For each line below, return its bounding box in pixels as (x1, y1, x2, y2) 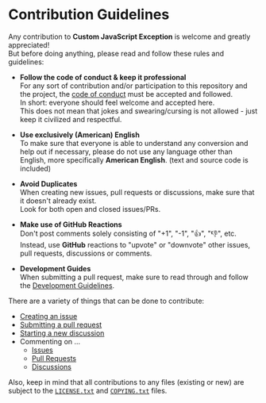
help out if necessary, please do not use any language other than (19, 147, 233, 156)
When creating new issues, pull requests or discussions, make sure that (19, 187, 255, 197)
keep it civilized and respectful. (19, 114, 122, 124)
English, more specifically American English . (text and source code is (19, 155, 249, 164)
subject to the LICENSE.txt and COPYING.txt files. (8, 386, 168, 395)
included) (19, 163, 52, 173)
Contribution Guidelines (8, 6, 170, 24)
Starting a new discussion (19, 328, 105, 338)
